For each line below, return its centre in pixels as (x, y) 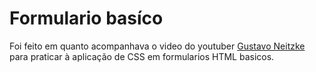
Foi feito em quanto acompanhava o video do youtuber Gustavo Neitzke (157, 46)
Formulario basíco (86, 18)
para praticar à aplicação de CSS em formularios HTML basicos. (142, 56)
